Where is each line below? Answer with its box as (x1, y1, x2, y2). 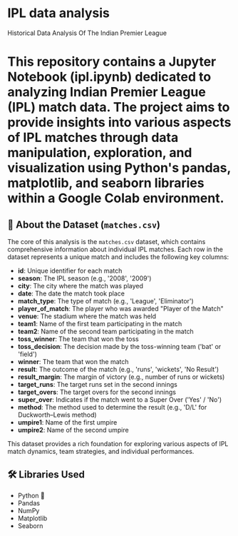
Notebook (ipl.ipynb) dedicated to (7, 69, 212, 85)
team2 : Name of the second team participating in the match (17, 327, 194, 335)
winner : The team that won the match (17, 357, 130, 365)
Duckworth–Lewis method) (17, 410, 98, 419)
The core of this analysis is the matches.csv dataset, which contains (7, 237, 206, 246)
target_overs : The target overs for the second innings (17, 388, 177, 396)
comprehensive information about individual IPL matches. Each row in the (7, 245, 223, 253)
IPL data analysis (7, 5, 110, 21)
